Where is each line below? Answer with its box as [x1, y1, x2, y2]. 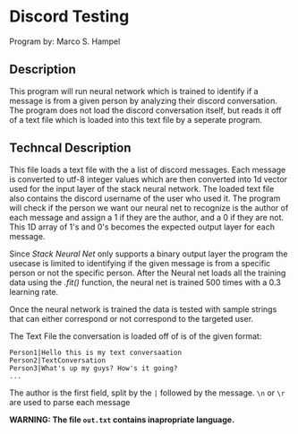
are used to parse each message [9, 396, 131, 407]
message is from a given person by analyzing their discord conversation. [9, 95, 277, 106]
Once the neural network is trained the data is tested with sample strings [9, 303, 277, 315]
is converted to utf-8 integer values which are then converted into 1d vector [9, 173, 288, 185]
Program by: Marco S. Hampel [9, 36, 121, 47]
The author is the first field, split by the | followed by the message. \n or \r [9, 387, 285, 398]
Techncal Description [9, 141, 132, 156]
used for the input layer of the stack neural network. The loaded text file [9, 183, 275, 194]
